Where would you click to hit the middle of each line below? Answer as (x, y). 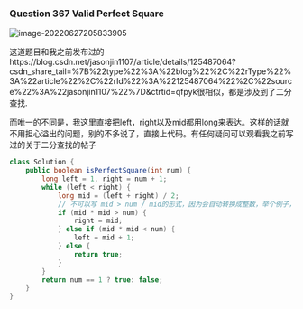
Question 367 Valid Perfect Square (87, 14)
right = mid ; (98, 221)
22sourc (277, 81)
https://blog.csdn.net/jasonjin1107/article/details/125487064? (123, 62)
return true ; (98, 254)
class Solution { (42, 162)
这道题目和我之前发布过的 (57, 51)
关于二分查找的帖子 (60, 145)
